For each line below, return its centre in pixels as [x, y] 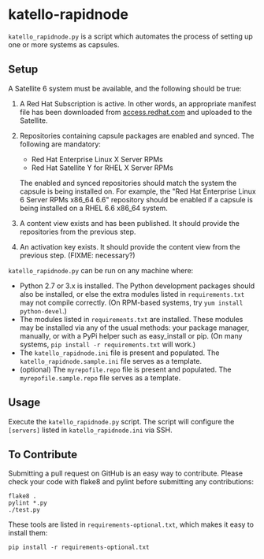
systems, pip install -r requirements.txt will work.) [108, 344]
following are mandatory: [60, 144]
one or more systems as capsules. [64, 44]
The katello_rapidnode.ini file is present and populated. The [119, 353]
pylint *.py [28, 503]
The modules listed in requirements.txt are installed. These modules [131, 319]
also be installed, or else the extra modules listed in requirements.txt [132, 294]
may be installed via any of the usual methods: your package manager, [134, 328]
